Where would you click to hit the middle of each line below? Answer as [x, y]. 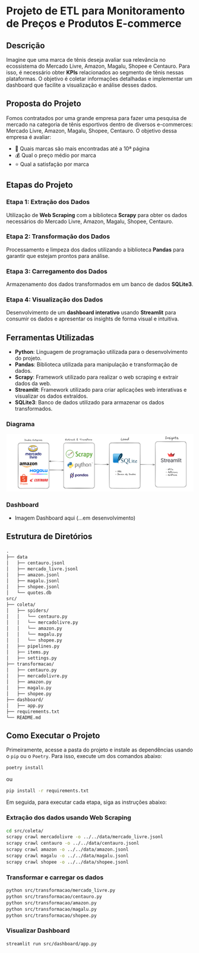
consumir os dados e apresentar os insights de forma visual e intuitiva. [93, 319]
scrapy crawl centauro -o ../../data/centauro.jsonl [73, 843]
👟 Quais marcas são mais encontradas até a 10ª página [82, 148]
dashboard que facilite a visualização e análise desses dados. [82, 85]
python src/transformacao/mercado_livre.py [61, 891]
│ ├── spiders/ [28, 611]
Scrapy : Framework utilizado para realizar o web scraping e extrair [97, 377]
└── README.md [24, 718]
